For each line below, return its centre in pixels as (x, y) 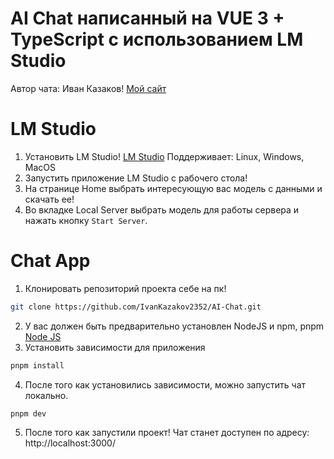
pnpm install (37, 365)
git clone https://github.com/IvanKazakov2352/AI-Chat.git (136, 307)
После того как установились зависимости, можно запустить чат (165, 384)
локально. (46, 395)
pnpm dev (28, 413)
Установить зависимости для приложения (115, 347)
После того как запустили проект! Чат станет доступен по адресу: (167, 433)
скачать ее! (49, 199)
